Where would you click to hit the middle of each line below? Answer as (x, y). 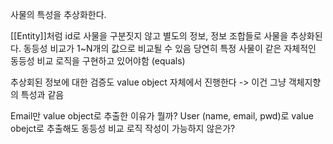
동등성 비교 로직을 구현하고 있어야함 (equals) (98, 61)
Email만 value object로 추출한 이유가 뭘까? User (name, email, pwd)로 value (162, 116)
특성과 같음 (42, 94)
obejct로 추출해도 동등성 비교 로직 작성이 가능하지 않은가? (123, 128)
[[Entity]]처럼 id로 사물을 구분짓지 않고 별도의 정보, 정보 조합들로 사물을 (149, 36)
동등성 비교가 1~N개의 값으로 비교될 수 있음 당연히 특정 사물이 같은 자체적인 (170, 48)
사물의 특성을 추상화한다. (58, 14)
